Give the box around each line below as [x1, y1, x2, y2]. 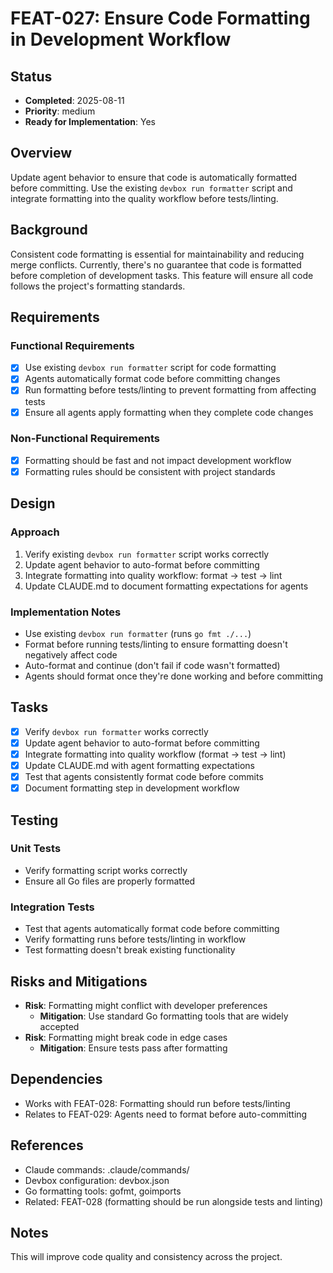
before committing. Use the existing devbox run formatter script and [10, 182, 293, 194]
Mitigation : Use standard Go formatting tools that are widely [39, 1010, 289, 1022]
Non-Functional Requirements [10, 432, 160, 446]
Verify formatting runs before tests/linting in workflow [24, 933, 247, 946]
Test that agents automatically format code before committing [24, 923, 280, 935]
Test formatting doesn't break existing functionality [24, 944, 236, 956]
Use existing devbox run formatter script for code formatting [24, 362, 277, 374]
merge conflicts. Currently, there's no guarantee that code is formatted [10, 258, 302, 271]
